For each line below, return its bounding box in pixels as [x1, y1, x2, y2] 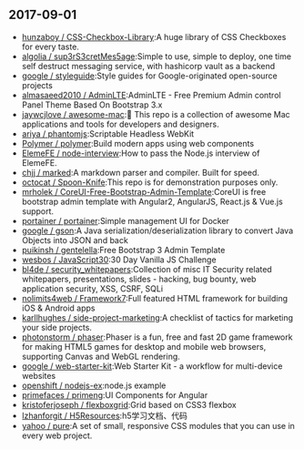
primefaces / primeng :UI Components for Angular [21, 389, 208, 400]
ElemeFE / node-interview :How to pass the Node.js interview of [21, 148, 260, 159]
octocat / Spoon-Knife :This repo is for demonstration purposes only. [21, 177, 279, 188]
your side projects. [21, 322, 93, 332]
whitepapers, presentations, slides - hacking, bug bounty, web [21, 273, 257, 284]
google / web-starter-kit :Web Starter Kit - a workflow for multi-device [21, 360, 283, 372]
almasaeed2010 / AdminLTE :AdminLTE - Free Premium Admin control [21, 89, 281, 100]
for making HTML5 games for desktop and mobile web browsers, [21, 341, 267, 352]
